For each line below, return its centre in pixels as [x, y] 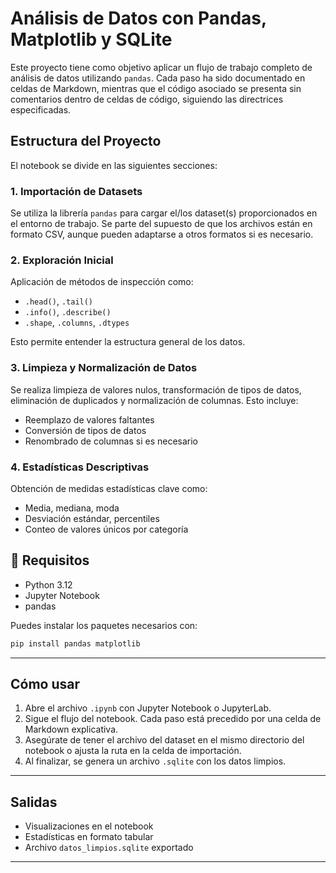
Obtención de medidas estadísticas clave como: [109, 488]
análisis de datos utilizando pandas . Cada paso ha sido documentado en [158, 78]
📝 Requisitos [50, 560]
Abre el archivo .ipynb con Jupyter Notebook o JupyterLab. [148, 708]
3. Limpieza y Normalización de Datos [104, 368]
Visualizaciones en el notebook [89, 826]
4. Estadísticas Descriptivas [80, 467]
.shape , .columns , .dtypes [77, 323]
